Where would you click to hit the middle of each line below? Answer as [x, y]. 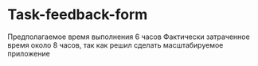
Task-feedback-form [78, 15]
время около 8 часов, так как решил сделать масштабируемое [115, 45]
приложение [29, 53]
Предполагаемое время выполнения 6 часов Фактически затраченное [129, 37]
